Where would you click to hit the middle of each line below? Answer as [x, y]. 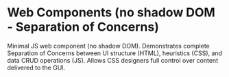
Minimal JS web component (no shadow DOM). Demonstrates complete [109, 46]
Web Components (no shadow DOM [111, 13]
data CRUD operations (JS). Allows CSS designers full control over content [112, 60]
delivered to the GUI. [36, 67]
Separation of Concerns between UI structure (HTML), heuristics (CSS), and [115, 53]
